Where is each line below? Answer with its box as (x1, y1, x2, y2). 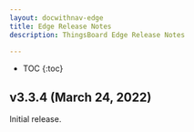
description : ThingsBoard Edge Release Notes (9, 30, 185, 39)
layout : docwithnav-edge (9, 13, 104, 23)
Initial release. (9, 114, 62, 125)
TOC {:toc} (22, 63, 64, 74)
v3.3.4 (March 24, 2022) (9, 89, 152, 105)
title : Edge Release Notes (9, 22, 112, 31)
